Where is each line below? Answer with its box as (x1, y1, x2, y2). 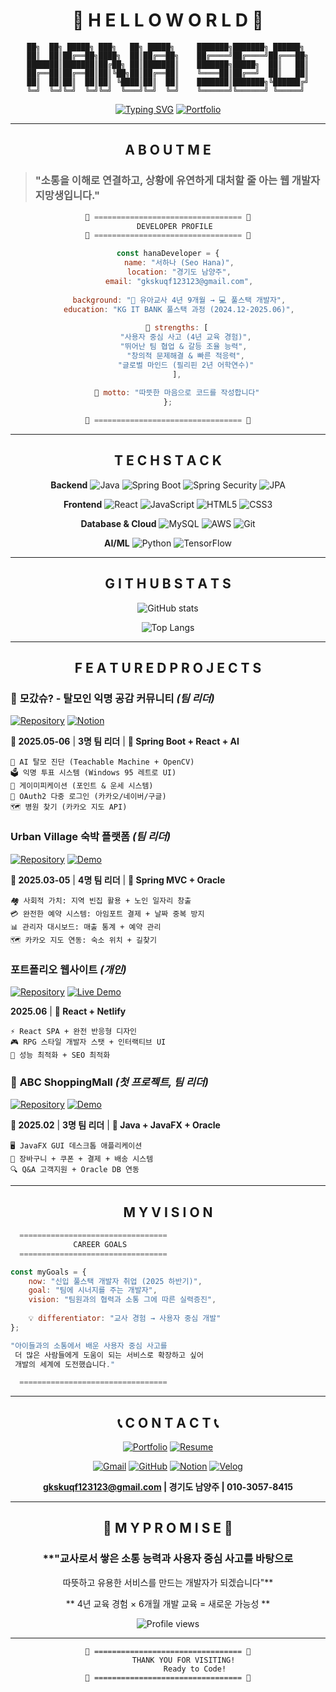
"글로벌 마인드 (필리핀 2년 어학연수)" (117, 360, 255, 370)
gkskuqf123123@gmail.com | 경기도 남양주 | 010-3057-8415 (43, 1481, 293, 1493)
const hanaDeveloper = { (116, 249, 220, 259)
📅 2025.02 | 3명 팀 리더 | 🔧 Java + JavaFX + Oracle (10, 1119, 221, 1131)
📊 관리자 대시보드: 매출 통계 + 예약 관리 (10, 922, 162, 932)
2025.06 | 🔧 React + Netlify (10, 1005, 127, 1017)
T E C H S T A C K (114, 452, 222, 469)
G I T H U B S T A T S (104, 575, 232, 593)
